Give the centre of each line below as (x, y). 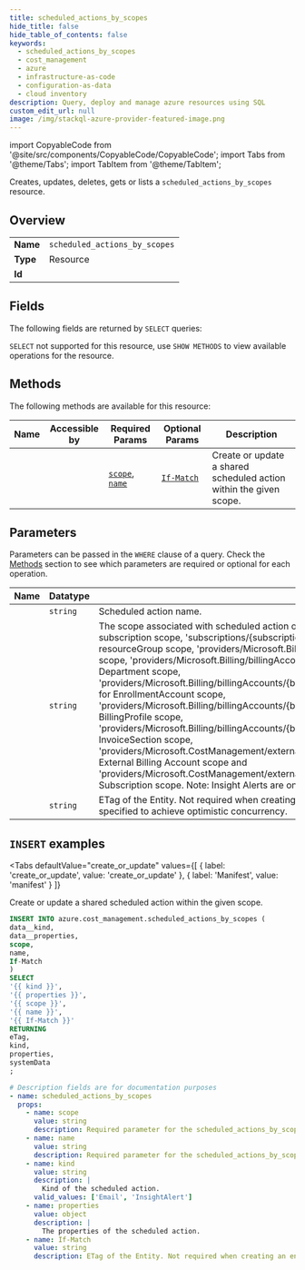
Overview (38, 220)
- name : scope (52, 1113)
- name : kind (50, 1164)
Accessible (74, 428)
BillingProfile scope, (141, 717)
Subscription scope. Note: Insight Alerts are (191, 785)
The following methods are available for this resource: (110, 406)
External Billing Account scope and (173, 762)
